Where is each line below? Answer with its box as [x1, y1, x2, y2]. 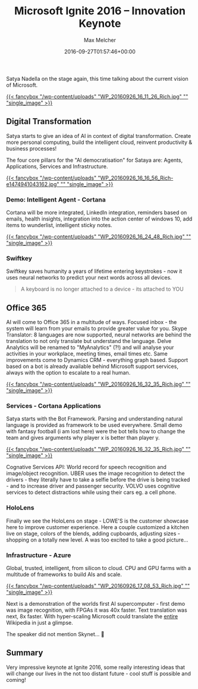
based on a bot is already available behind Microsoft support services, [6, 363, 178, 370]
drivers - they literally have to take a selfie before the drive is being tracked [6, 476, 190, 483]
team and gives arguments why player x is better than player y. [6, 434, 160, 441]
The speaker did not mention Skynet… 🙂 [6, 631, 105, 638]
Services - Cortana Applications [6, 402, 101, 410]
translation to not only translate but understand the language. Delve [6, 338, 172, 345]
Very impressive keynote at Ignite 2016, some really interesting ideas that [6, 663, 186, 671]
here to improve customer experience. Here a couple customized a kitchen [6, 523, 189, 530]
